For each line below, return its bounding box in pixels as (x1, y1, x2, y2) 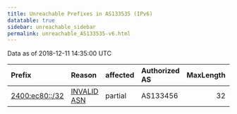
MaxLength (186, 70, 226, 80)
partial (105, 91, 127, 101)
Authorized (140, 66, 180, 76)
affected (105, 70, 135, 80)
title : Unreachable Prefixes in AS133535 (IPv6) (7, 10, 153, 18)
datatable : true (7, 17, 55, 24)
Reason (71, 70, 97, 80)
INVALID (71, 87, 99, 96)
